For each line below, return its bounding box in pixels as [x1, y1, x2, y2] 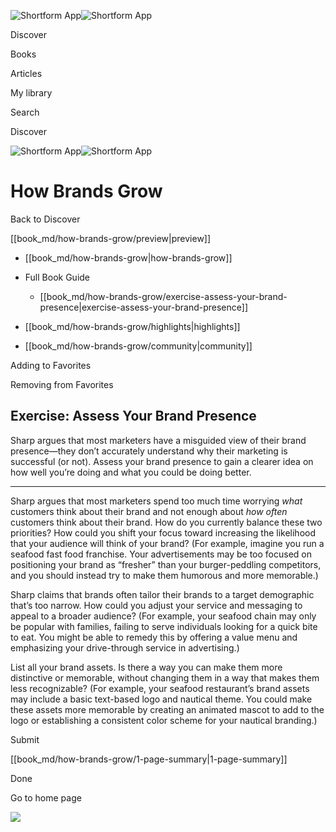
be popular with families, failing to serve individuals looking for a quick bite [10, 620, 318, 632]
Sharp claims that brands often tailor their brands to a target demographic [10, 588, 315, 600]
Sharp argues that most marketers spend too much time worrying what [10, 495, 303, 507]
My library [10, 87, 53, 99]
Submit [10, 733, 40, 745]
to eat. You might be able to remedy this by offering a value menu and [10, 631, 298, 643]
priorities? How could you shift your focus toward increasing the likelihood [10, 526, 316, 539]
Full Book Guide [24, 271, 91, 283]
